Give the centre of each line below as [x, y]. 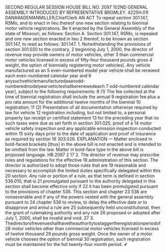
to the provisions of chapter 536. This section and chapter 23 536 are [76, 191]
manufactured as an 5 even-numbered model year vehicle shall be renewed [83, 70]
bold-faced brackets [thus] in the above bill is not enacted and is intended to [83, 144]
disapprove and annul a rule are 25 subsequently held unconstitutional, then [83, 207]
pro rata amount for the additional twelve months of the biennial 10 [73, 102]
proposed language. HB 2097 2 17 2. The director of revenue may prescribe [82, 155]
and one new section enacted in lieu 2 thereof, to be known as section [77, 39]
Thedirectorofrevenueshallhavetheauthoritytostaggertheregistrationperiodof [83, 223]
